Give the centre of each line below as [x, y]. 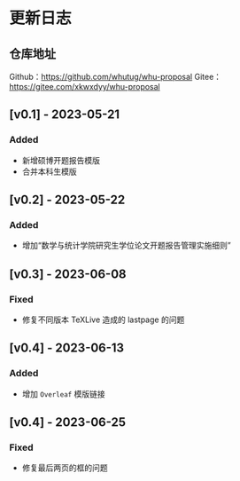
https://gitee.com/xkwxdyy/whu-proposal [85, 87]
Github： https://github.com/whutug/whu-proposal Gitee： [116, 77]
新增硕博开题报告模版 [61, 160]
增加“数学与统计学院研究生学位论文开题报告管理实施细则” [127, 246]
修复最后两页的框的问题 [65, 468]
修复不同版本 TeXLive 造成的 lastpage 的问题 [103, 319]
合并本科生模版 [49, 171]
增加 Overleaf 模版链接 [63, 394]
